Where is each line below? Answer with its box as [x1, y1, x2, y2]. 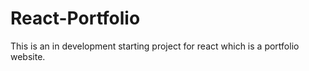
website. [10, 50, 46, 62]
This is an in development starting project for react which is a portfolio [10, 40, 300, 52]
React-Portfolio [10, 7, 141, 30]
